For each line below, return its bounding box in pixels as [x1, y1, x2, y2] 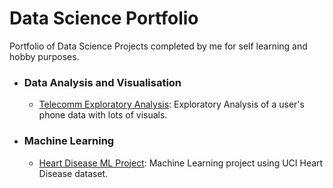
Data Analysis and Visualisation [23, 75, 182, 89]
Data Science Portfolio [9, 7, 199, 30]
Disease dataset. [38, 167, 109, 179]
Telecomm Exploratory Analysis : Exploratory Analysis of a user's [38, 98, 305, 111]
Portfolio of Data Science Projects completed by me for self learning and [9, 40, 308, 52]
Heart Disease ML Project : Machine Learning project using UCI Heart [38, 157, 324, 169]
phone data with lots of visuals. [38, 109, 168, 121]
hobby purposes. [9, 50, 80, 62]
